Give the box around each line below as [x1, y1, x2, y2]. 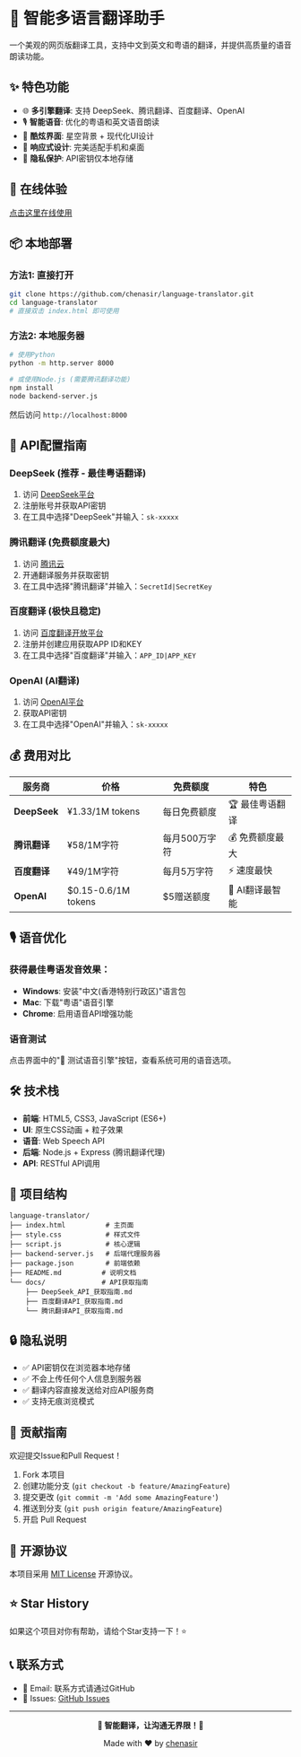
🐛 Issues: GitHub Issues [21, 1692, 110, 1703]
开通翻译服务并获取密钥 [21, 569, 109, 580]
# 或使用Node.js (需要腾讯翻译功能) [9, 374, 132, 384]
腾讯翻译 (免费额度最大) [9, 536, 110, 548]
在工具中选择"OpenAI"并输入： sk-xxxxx [21, 719, 168, 730]
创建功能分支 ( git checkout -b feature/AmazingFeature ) [21, 1481, 230, 1491]
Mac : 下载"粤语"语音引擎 [21, 997, 115, 1008]
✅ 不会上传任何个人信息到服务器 [21, 1374, 142, 1385]
